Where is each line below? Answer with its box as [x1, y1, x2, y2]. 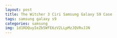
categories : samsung [5, 21, 48, 26]
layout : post [5, 7, 32, 12]
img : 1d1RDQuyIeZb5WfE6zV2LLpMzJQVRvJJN [5, 26, 91, 31]
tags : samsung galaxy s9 [5, 16, 57, 21]
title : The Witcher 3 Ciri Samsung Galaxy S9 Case [5, 12, 113, 17]
